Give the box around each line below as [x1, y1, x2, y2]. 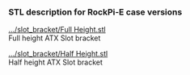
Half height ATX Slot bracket [8, 57, 103, 67]
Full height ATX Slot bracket [8, 33, 101, 43]
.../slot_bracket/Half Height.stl [8, 49, 108, 59]
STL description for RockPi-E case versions [8, 6, 183, 18]
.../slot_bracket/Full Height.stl [8, 25, 107, 35]
